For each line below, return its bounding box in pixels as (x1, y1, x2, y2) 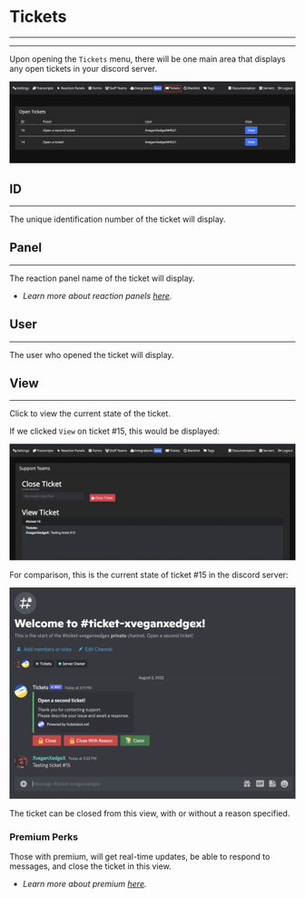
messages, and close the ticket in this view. (9, 861, 172, 872)
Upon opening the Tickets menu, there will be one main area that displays (9, 53, 286, 65)
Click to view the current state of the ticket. (9, 408, 171, 419)
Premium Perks (9, 830, 79, 843)
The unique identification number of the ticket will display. (9, 214, 226, 224)
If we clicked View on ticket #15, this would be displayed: (9, 425, 221, 437)
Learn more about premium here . (22, 879, 147, 890)
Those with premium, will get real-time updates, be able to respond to (9, 852, 271, 863)
